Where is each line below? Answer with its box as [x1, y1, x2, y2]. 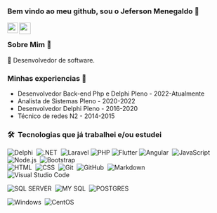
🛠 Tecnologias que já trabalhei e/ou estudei [7, 129, 162, 139]
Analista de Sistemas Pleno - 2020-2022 [17, 96, 136, 105]
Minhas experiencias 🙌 [7, 73, 86, 83]
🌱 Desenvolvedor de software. [7, 56, 95, 64]
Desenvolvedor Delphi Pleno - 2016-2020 [17, 104, 138, 112]
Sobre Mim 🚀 [7, 40, 52, 50]
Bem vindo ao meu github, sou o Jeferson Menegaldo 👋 [7, 6, 199, 16]
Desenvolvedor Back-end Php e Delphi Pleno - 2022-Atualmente [17, 89, 205, 98]
